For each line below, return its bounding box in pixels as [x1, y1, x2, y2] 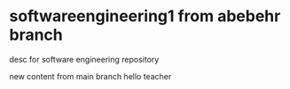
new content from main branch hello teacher [9, 70, 172, 81]
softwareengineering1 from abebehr [9, 6, 281, 26]
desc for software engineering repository [9, 54, 160, 64]
